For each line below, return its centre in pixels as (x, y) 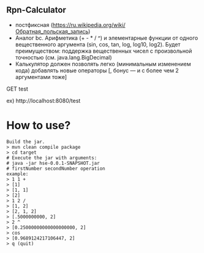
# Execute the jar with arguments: (52, 158)
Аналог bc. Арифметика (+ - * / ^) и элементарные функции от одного (107, 38)
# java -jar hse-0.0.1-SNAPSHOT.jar (53, 163)
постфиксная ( (34, 25)
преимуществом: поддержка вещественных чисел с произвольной (104, 51)
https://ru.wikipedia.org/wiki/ (89, 25)
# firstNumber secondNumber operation (56, 168)
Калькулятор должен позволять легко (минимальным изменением (103, 64)
